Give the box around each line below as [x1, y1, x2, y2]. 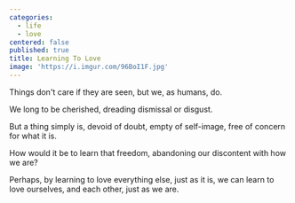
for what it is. [9, 130, 58, 141]
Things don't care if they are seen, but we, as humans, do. [9, 86, 223, 98]
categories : [9, 12, 53, 22]
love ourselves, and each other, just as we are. [9, 183, 179, 194]
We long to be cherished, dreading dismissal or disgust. [9, 104, 213, 114]
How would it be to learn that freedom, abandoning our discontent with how [9, 147, 287, 158]
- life [17, 21, 42, 30]
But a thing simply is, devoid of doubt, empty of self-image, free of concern [9, 121, 286, 131]
